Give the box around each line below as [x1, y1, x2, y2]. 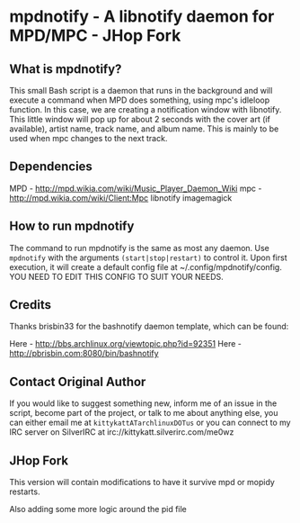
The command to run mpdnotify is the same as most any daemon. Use [9, 242, 269, 253]
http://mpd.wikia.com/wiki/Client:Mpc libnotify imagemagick [9, 192, 233, 203]
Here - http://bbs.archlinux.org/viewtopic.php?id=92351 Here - [9, 338, 243, 349]
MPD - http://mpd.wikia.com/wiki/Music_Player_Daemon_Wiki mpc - [9, 183, 262, 194]
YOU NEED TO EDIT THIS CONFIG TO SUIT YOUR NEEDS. [9, 271, 225, 282]
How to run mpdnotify [9, 219, 135, 234]
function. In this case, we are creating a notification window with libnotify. [9, 104, 282, 114]
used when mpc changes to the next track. [9, 133, 168, 143]
